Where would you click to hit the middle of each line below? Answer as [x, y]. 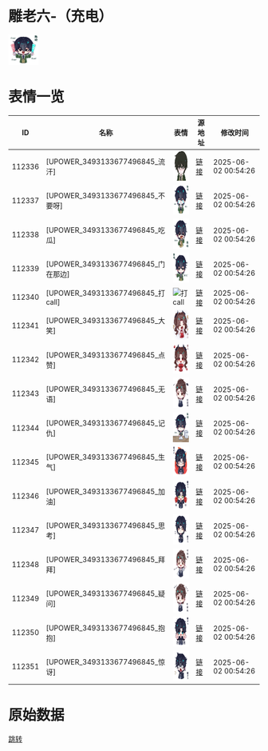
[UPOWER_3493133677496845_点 [106, 355]
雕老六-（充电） [61, 16]
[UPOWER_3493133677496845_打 [106, 294]
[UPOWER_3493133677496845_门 [106, 264]
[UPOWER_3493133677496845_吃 [106, 230]
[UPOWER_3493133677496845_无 [106, 389]
